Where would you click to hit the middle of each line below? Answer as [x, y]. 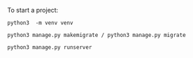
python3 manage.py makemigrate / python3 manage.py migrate [97, 35]
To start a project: [33, 10]
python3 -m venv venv [40, 23]
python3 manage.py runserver [50, 48]
